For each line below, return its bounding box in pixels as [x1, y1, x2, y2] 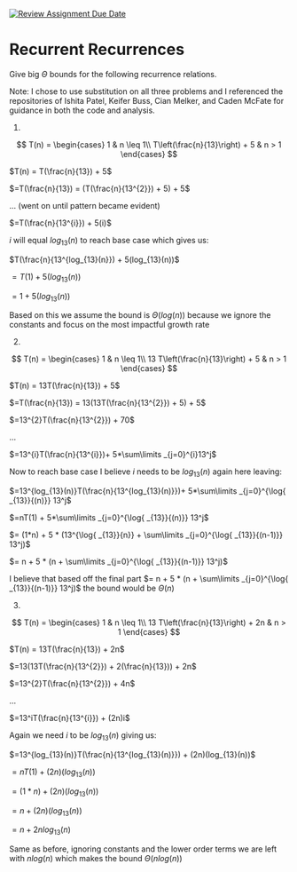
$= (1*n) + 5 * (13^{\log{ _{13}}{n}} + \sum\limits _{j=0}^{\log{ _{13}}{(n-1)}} [9, 529, 284, 541]
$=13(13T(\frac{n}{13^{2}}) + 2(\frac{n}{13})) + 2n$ [9, 662, 197, 672]
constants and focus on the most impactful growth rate [9, 320, 210, 330]
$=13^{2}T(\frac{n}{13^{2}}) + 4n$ [9, 678, 136, 689]
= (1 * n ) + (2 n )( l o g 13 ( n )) [12, 786, 99, 798]
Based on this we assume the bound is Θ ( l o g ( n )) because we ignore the [9, 310, 271, 321]
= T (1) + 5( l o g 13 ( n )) [12, 271, 82, 284]
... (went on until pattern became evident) [9, 200, 161, 210]
